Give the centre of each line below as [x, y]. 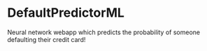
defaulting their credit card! [47, 39]
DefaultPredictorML [66, 13]
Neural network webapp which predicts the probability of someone [104, 32]
